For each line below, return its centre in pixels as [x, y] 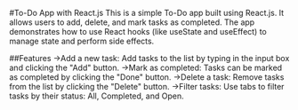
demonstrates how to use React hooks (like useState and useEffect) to [138, 31]
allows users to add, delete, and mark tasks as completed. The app [132, 22]
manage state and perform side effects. [82, 41]
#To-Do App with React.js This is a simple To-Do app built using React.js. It [147, 13]
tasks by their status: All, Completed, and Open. [97, 96]
